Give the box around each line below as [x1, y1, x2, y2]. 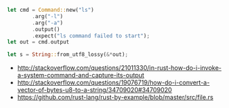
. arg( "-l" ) [32, 12, 64, 20]
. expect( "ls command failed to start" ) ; [32, 32, 150, 39]
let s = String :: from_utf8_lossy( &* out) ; [7, 51, 129, 58]
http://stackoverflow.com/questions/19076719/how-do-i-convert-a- [17, 78, 210, 87]
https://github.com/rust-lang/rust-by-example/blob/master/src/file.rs [17, 93, 214, 102]
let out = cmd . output [7, 39, 70, 46]
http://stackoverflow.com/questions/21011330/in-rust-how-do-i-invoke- [17, 64, 222, 72]
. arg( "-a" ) [32, 19, 64, 26]
